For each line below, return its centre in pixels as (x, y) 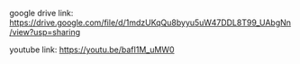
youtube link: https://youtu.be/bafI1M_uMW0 (92, 50)
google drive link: (41, 13)
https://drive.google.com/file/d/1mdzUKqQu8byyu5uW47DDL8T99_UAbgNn (150, 23)
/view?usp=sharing (45, 32)
